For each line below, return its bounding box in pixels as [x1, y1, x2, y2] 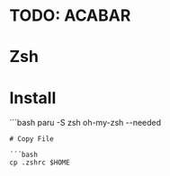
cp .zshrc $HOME [9, 158, 70, 167]
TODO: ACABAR [9, 5, 131, 26]
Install [9, 87, 57, 108]
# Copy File [9, 135, 54, 144]
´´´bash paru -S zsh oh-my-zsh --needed [9, 118, 162, 128]
